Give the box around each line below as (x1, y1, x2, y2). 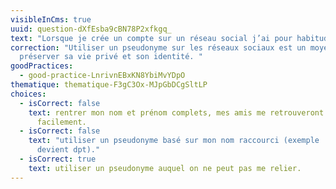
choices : (10, 89, 47, 99)
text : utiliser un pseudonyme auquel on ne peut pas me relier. (28, 163, 302, 173)
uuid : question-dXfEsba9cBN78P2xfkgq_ (10, 24, 172, 34)
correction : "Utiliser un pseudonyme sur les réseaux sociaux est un (10, 42, 307, 53)
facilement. (36, 117, 87, 127)
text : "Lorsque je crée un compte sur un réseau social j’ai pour (10, 33, 293, 43)
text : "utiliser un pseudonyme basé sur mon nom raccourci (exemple (28, 136, 320, 146)
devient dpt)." (36, 145, 101, 155)
